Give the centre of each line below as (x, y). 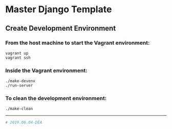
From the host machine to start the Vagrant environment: (78, 43)
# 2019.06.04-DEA (24, 123)
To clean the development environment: (56, 98)
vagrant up (17, 53)
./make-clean (19, 109)
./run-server (19, 86)
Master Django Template (59, 9)
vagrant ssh (18, 58)
